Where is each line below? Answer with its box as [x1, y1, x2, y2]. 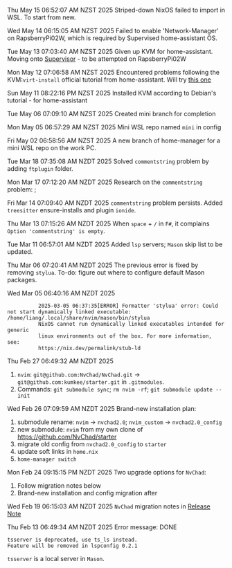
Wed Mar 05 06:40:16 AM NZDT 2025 [7, 289, 116, 297]
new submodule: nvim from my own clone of [17, 425, 143, 433]
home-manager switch [17, 456, 77, 463]
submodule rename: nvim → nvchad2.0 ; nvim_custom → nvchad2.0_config [17, 418, 222, 426]
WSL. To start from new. [7, 13, 76, 21]
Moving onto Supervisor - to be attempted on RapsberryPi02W [7, 55, 187, 63]
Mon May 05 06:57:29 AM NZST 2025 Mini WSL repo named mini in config [7, 123, 222, 131]
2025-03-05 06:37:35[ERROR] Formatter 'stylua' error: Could [37, 302, 218, 309]
